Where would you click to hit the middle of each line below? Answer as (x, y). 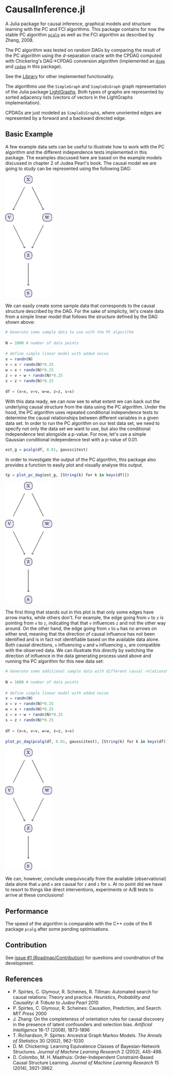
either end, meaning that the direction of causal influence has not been (80, 634)
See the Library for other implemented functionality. (60, 76)
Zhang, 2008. (20, 40)
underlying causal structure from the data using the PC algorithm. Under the (85, 407)
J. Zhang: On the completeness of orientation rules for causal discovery (88, 1019)
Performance (27, 911)
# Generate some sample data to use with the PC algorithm (70, 332)
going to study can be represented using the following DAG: (68, 169)
